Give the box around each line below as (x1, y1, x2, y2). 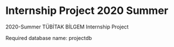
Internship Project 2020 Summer (5, 4, 169, 17)
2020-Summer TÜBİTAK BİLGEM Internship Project (5, 23, 129, 30)
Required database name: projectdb (5, 34, 92, 41)
